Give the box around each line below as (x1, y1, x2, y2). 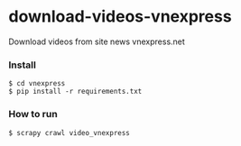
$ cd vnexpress (8, 79, 66, 88)
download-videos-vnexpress (8, 6, 232, 27)
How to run (8, 108, 58, 121)
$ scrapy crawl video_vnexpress (8, 128, 130, 137)
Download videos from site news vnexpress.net (8, 36, 186, 47)
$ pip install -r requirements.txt (8, 87, 143, 96)
